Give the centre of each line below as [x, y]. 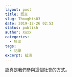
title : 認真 [16, 14]
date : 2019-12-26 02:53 [29, 23]
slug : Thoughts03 [23, 19]
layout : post [18, 10]
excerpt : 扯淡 [19, 55]
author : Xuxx [18, 32]
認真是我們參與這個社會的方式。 [37, 70]
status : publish [22, 28]
